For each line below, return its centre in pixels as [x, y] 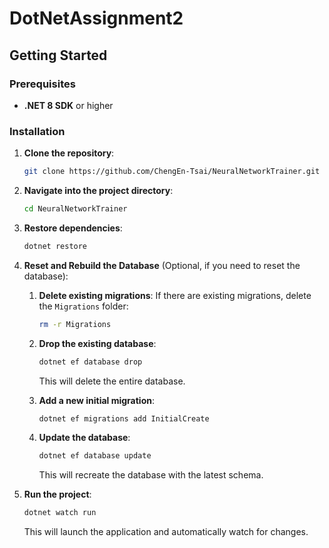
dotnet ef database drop [90, 362]
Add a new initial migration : [96, 400]
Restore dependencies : [73, 228]
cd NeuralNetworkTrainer [75, 209]
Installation [37, 131]
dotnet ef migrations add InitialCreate [124, 418]
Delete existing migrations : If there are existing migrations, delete [175, 295]
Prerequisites [42, 84]
